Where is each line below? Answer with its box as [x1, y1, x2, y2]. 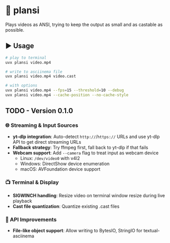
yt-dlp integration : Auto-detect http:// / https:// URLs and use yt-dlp [12, 133, 160, 140]
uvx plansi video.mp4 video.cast [5, 74, 76, 79]
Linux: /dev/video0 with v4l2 [20, 155, 80, 161]
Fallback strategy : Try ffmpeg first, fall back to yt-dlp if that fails [12, 144, 149, 150]
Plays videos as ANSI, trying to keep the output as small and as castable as [5, 21, 163, 28]
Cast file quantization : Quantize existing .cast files [12, 203, 120, 209]
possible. [5, 26, 24, 33]
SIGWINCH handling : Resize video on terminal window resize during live [12, 192, 165, 198]
